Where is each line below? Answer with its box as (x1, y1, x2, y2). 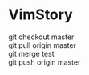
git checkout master (8, 32, 75, 41)
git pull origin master (8, 40, 76, 49)
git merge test (8, 49, 55, 58)
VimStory (8, 6, 74, 24)
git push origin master (8, 57, 81, 67)
